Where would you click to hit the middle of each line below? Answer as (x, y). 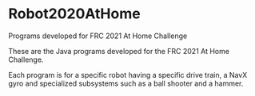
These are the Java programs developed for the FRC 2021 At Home (119, 51)
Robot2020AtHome (75, 14)
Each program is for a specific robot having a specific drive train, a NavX (128, 75)
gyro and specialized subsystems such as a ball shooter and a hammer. (126, 83)
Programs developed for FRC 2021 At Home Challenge (98, 36)
